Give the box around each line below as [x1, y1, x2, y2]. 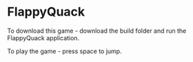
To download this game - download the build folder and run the [7, 27, 187, 35]
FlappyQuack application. [7, 33, 80, 42]
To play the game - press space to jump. [7, 47, 122, 55]
